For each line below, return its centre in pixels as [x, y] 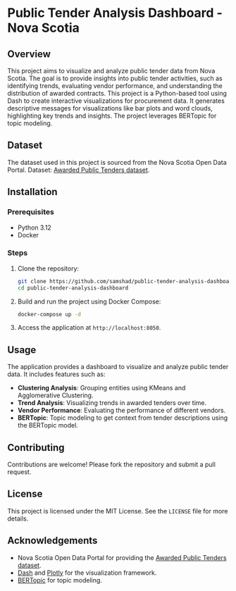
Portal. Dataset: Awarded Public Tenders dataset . [79, 170]
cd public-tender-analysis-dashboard [73, 288]
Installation [32, 192]
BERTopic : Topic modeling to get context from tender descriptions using [123, 418]
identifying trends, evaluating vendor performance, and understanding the [115, 86]
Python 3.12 [34, 228]
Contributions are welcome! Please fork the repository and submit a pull [112, 465]
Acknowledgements [52, 541]
